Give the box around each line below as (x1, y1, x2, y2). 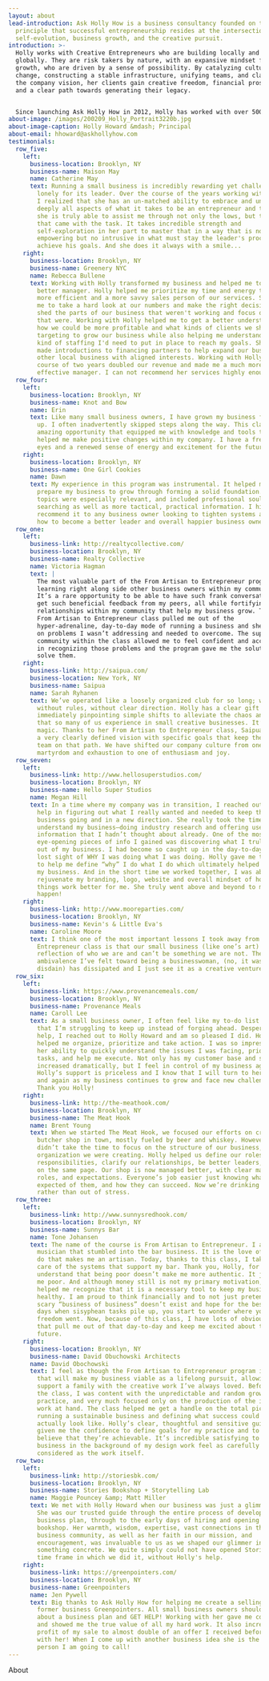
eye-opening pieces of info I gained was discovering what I (37, 838, 246, 847)
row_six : (15, 972, 45, 980)
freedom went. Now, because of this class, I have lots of (37, 1315, 239, 1323)
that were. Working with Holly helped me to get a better (37, 317, 235, 325)
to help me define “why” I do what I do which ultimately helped (37, 860, 260, 868)
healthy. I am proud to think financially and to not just (37, 1292, 239, 1301)
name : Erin (29, 406, 66, 414)
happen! (37, 891, 62, 899)
